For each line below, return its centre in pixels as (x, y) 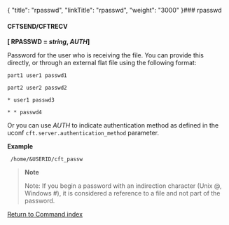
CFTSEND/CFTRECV (37, 26)
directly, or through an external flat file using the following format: (102, 63)
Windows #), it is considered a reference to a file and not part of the (122, 193)
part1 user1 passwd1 (37, 76)
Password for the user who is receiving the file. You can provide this (106, 55)
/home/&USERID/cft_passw (46, 159)
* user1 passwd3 (31, 100)
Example (20, 146)
